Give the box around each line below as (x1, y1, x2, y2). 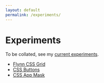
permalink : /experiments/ (5, 12, 61, 17)
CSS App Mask (12, 72, 45, 78)
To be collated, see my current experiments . (5, 51, 99, 57)
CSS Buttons (12, 67, 40, 73)
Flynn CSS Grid (12, 61, 45, 67)
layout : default (5, 7, 40, 13)
